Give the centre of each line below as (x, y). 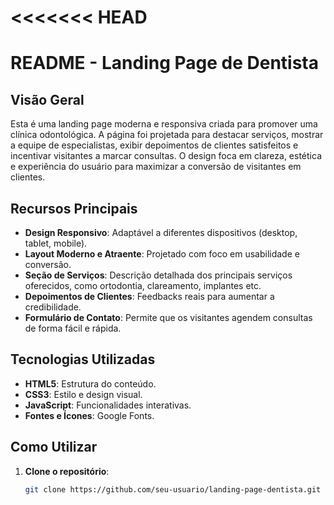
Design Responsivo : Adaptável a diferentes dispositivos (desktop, (161, 232)
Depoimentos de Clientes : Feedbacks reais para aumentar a (149, 296)
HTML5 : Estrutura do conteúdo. (90, 383)
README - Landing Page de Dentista (164, 63)
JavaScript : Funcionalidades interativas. (108, 405)
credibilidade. (53, 307)
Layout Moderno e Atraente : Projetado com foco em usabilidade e (162, 254)
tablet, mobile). (56, 243)
